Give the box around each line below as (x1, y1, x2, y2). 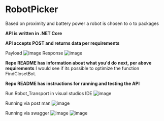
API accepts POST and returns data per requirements (5, 40, 120, 46)
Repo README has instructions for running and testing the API (5, 80, 140, 86)
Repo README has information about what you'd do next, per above (5, 59, 152, 66)
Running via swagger (5, 110, 50, 116)
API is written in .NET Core (5, 30, 62, 36)
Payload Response (5, 50, 63, 56)
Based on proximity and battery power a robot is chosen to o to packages (5, 20, 159, 26)
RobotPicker (5, 4, 58, 15)
